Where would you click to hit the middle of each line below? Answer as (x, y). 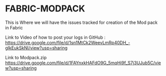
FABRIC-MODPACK (45, 9)
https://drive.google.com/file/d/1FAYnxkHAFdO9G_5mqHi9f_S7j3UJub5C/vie (83, 63)
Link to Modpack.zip (26, 57)
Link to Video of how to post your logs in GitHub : (55, 37)
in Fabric (14, 27)
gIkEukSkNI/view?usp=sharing (36, 48)
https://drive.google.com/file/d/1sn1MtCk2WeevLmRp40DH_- (68, 42)
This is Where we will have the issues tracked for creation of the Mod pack (81, 22)
